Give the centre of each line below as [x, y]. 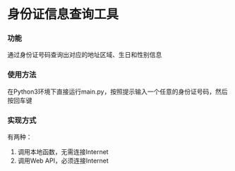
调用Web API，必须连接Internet [63, 161]
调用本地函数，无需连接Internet [63, 152]
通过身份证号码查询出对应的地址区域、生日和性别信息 [85, 55]
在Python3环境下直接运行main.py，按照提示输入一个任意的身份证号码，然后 [117, 91]
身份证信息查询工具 [63, 14]
